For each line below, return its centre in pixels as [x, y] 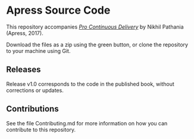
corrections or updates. [35, 90]
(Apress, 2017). [25, 33]
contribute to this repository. [41, 129]
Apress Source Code [58, 10]
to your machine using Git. [38, 50]
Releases [24, 70]
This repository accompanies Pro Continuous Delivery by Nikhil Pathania [95, 27]
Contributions [32, 109]
